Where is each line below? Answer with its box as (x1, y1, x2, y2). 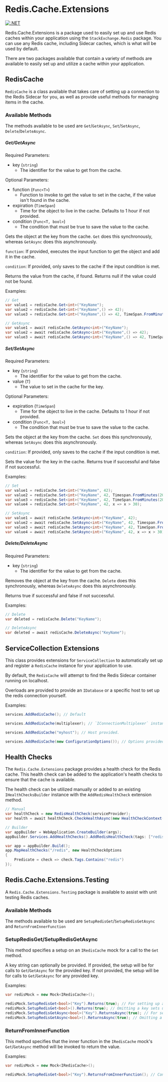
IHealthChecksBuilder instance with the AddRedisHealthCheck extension (5, 792, 151, 798)
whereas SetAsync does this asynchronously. (5, 439, 97, 445)
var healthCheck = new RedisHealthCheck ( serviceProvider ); (5, 811, 131, 817)
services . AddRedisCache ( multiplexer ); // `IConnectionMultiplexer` (5, 721, 149, 726)
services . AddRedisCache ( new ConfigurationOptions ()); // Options (5, 739, 144, 744)
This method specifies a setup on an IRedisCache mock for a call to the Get (5, 947, 159, 953)
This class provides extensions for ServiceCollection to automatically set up (5, 657, 163, 663)
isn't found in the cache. (19, 197, 70, 203)
